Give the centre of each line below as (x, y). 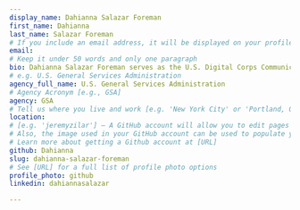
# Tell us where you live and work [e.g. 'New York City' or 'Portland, (147, 109)
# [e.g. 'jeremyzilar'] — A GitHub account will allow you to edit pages (150, 126)
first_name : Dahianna (50, 26)
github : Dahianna (42, 150)
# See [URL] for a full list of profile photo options (113, 167)
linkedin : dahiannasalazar (59, 184)
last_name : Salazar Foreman (62, 34)
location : (28, 117)
